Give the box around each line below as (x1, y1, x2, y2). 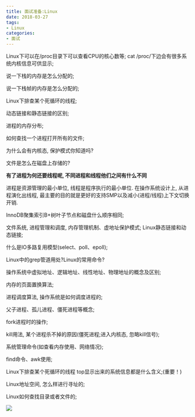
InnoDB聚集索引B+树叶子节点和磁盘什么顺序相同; (6, 211, 124, 218)
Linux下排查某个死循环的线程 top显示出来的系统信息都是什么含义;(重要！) (6, 368, 182, 375)
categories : (6, 30, 35, 36)
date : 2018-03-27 (6, 14, 48, 20)
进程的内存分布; (6, 122, 44, 129)
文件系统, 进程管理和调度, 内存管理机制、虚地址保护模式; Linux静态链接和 (6, 224, 182, 231)
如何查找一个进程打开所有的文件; (6, 135, 85, 141)
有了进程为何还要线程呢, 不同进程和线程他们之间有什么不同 (6, 172, 147, 179)
